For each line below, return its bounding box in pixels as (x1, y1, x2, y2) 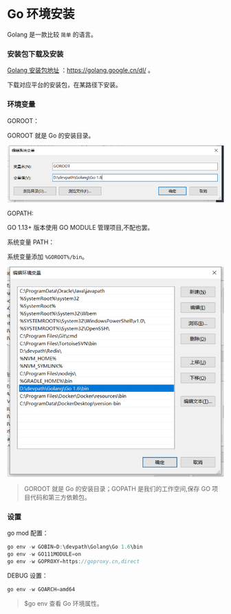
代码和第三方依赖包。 (30, 493, 91, 501)
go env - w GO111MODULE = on (7, 551, 81, 558)
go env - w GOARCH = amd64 (7, 586, 76, 593)
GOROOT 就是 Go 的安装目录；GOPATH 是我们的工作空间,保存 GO (23, 484, 211, 492)
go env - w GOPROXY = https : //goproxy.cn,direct (7, 558, 140, 564)
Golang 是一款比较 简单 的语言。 (7, 30, 98, 39)
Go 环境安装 (7, 6, 75, 22)
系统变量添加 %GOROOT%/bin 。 (7, 252, 88, 261)
